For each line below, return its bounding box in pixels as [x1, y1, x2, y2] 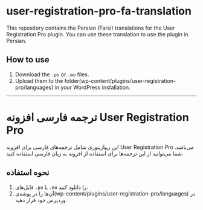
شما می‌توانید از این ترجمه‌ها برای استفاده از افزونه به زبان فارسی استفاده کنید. [6, 149, 184, 157]
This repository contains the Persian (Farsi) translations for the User [6, 24, 175, 31]
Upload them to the [14, 77, 63, 84]
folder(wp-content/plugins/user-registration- [64, 77, 176, 84]
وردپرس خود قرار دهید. [14, 196, 68, 203]
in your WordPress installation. [54, 84, 131, 91]
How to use [6, 54, 50, 65]
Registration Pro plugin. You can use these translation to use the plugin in [6, 30, 188, 38]
